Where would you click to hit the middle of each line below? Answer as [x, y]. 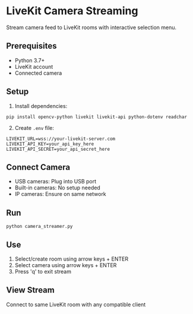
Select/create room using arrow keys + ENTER [72, 259]
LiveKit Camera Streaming [72, 11]
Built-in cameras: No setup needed [58, 188]
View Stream [30, 290]
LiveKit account [34, 66]
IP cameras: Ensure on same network [61, 194]
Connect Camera [38, 167]
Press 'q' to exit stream [43, 272]
